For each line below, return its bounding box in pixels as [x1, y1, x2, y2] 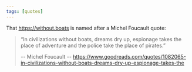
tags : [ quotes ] [6, 8, 43, 15]
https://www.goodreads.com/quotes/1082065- [73, 53, 187, 60]
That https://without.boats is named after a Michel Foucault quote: [6, 24, 166, 31]
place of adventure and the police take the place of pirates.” [20, 42, 166, 49]
